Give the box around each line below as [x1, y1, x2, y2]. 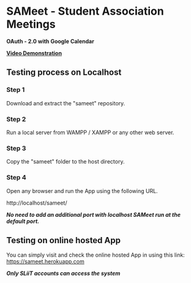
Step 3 [6, 144, 26, 153]
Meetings [6, 17, 56, 31]
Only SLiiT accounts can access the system [6, 270, 121, 277]
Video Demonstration [6, 49, 62, 56]
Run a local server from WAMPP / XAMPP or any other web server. [6, 129, 174, 136]
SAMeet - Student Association [6, 4, 164, 18]
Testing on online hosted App [6, 235, 121, 246]
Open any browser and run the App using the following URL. [6, 187, 158, 194]
